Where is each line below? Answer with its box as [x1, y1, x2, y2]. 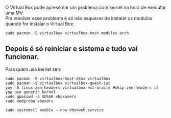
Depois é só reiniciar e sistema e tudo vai [5, 45, 138, 53]
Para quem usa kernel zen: [5, 66, 62, 72]
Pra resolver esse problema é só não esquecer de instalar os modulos [5, 15, 152, 21]
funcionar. [5, 52, 39, 61]
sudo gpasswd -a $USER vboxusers [5, 94, 77, 99]
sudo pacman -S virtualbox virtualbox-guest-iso [5, 81, 111, 86]
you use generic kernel [5, 89, 56, 94]
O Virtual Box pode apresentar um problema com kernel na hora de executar [5, 5, 166, 10]
